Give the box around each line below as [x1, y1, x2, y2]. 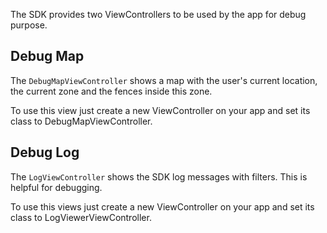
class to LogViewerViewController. [10, 211, 152, 223]
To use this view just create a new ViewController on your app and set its [10, 104, 311, 116]
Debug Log [10, 144, 80, 161]
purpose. [10, 19, 48, 31]
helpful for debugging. [10, 181, 103, 193]
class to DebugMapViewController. [10, 115, 153, 127]
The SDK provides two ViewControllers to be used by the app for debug [10, 9, 307, 20]
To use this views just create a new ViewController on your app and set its [10, 200, 315, 213]
